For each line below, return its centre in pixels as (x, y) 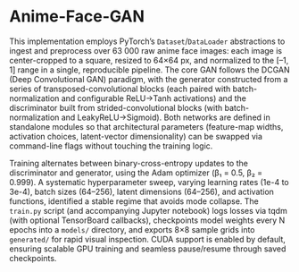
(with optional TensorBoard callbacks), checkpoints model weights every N (147, 220)
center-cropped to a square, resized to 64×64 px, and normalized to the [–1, (149, 60)
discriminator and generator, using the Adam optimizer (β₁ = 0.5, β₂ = (136, 173)
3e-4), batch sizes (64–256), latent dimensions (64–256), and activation (142, 191)
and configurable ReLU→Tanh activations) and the (154, 98)
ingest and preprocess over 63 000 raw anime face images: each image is (146, 50)
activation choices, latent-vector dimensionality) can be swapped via (136, 136)
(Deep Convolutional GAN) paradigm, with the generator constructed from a (149, 79)
